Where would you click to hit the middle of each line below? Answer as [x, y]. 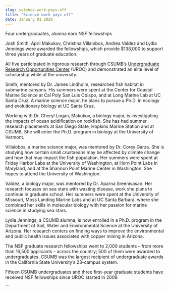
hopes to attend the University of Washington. [53, 174]
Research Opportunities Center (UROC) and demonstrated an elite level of [82, 69]
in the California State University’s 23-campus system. [62, 262]
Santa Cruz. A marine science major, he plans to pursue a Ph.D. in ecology [82, 101]
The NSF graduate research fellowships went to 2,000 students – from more [84, 246]
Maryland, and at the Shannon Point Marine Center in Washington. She [79, 168]
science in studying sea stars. [36, 211]
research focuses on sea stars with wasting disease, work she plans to [79, 189]
